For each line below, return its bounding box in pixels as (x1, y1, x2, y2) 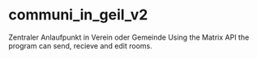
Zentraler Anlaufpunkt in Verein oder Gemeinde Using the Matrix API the (8, 32, 250, 42)
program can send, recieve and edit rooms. (8, 40, 152, 50)
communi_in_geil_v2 (8, 6, 148, 24)
